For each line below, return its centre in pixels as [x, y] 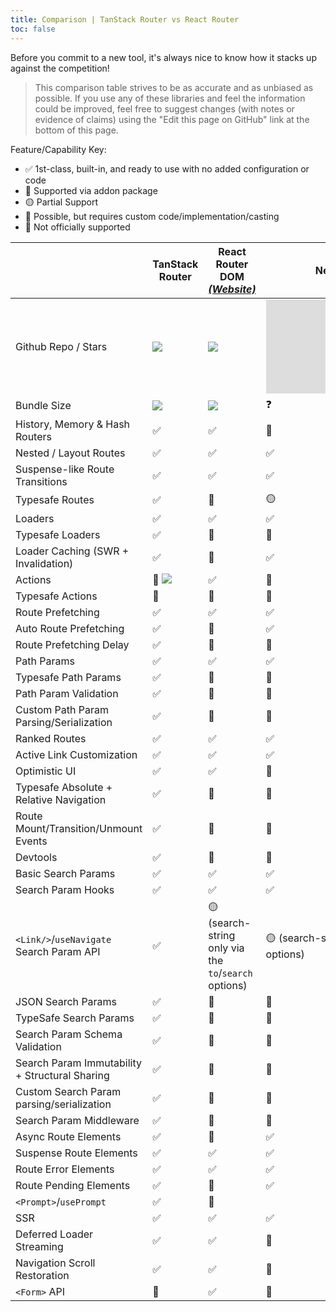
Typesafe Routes [55, 499]
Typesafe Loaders [58, 534]
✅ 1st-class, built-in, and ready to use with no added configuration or [167, 168]
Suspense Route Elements [76, 1153]
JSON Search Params [66, 1001]
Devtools [36, 857]
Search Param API [58, 951]
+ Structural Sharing [62, 1075]
